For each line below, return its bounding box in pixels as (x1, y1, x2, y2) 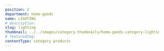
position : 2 (5, 7, 29, 12)
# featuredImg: (5, 34, 36, 39)
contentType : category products (5, 39, 71, 44)
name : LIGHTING (5, 16, 36, 21)
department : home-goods (5, 12, 54, 17)
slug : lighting (5, 25, 36, 30)
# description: (5, 20, 36, 26)
